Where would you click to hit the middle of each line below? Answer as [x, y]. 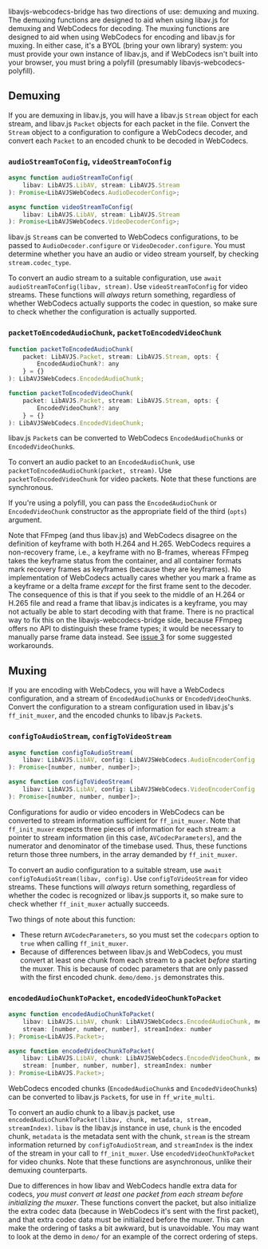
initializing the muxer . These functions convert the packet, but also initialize [132, 1203]
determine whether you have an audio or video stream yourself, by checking [134, 254]
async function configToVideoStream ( [71, 782]
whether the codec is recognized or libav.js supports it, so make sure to [126, 895]
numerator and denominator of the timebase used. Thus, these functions [128, 846]
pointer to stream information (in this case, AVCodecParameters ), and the [125, 837]
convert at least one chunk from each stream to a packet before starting [138, 960]
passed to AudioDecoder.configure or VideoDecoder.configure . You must [127, 246]
